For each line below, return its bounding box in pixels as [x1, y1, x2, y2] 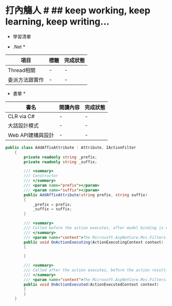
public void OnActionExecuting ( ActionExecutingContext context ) [24, 239, 164, 245]
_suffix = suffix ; [32, 207, 72, 212]
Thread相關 [8, 67, 36, 74]
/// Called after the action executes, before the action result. [24, 268, 168, 273]
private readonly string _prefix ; [24, 155, 97, 160]
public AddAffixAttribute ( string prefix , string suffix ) [24, 192, 147, 198]
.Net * [12, 43, 26, 50]
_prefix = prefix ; [32, 202, 72, 207]
